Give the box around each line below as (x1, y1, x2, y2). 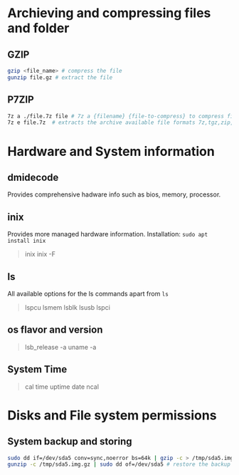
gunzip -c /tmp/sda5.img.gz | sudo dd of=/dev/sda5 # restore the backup (7, 461, 231, 468)
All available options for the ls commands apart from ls (7, 289, 169, 298)
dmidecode (7, 171, 59, 183)
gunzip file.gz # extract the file (7, 73, 113, 81)
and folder (7, 20, 70, 36)
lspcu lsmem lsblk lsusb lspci (24, 303, 110, 311)
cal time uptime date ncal (24, 382, 100, 391)
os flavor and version (7, 324, 103, 336)
